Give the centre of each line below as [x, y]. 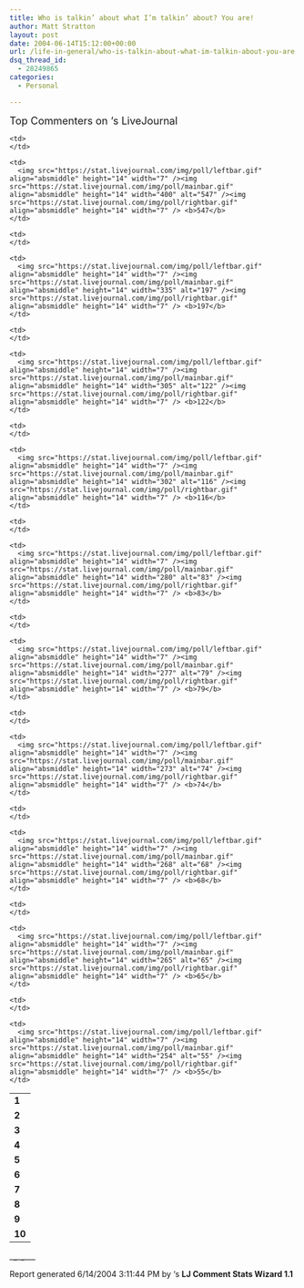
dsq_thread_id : [38, 60]
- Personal [38, 86]
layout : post [34, 35]
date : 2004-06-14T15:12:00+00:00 [73, 43]
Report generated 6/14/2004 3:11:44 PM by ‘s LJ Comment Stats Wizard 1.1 [152, 1273]
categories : [32, 77]
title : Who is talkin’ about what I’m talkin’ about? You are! [132, 18]
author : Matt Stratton [52, 26]
